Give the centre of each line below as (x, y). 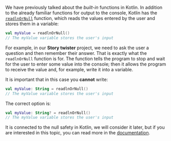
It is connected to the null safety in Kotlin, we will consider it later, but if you (85, 127)
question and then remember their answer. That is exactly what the (76, 53)
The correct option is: (28, 103)
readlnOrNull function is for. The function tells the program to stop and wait (85, 58)
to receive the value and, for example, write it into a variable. (69, 69)
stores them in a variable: (32, 24)
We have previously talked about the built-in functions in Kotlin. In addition (84, 7)
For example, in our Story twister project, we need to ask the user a (77, 48)
